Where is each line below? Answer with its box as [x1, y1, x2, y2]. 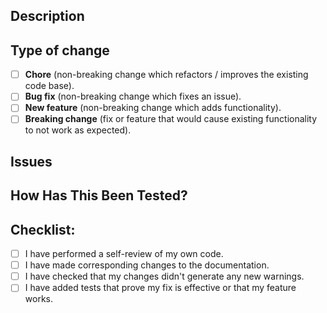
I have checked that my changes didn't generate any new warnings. [24, 270, 305, 283]
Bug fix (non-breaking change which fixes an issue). [24, 90, 242, 103]
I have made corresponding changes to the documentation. [24, 259, 270, 271]
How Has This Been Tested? [10, 187, 188, 204]
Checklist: [10, 221, 76, 238]
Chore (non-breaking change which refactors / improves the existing [24, 69, 309, 81]
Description [10, 8, 85, 25]
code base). [24, 80, 75, 92]
